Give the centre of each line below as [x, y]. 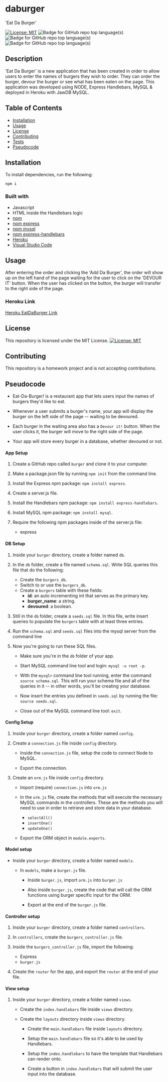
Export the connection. [44, 768]
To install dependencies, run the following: [49, 175]
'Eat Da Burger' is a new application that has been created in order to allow [82, 71]
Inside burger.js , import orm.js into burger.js [75, 880]
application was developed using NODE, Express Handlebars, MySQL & [79, 87]
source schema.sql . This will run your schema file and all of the [85, 680]
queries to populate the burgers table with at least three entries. [78, 621]
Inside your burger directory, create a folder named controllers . [79, 927]
